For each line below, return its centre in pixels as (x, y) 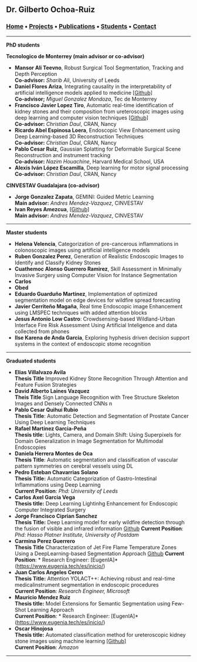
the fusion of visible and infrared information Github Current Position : (99, 528)
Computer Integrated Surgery (50, 510)
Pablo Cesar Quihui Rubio (46, 410)
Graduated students (31, 361)
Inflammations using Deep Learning (57, 484)
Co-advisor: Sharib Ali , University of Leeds (67, 80)
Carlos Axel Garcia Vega (45, 497)
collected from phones (42, 331)
